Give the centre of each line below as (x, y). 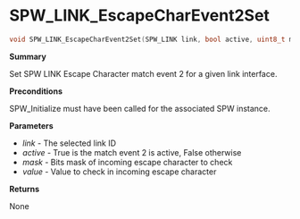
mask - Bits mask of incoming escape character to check (127, 162)
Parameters (31, 125)
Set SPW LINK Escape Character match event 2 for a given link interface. (143, 73)
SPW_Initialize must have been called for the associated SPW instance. (140, 108)
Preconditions (36, 91)
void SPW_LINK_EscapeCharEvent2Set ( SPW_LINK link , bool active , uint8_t (147, 39)
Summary (28, 56)
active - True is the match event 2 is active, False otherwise (132, 152)
